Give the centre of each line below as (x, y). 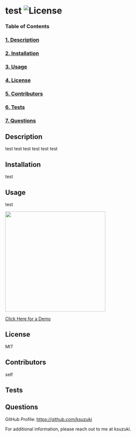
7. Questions (20, 120)
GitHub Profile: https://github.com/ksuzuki (49, 419)
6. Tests (15, 107)
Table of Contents (27, 27)
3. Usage (16, 67)
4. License (18, 80)
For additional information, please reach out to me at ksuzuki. (68, 429)
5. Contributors (24, 94)
